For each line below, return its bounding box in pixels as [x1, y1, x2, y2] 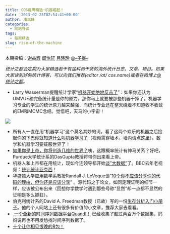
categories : [5, 21, 30, 27]
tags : [5, 31, 17, 36]
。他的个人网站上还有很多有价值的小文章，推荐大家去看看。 [17, 204, 141, 210]
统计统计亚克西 [21, 166, 53, 172]
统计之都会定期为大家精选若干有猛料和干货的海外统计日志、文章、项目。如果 [5, 65, 164, 71]
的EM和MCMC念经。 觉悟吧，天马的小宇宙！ [12, 108, 105, 114]
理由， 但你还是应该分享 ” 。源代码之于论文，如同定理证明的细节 [21, 179, 153, 185]
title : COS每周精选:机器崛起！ [5, 7, 64, 13]
